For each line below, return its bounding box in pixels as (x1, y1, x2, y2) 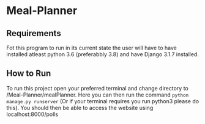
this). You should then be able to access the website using (6, 104, 154, 111)
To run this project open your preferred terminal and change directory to (6, 84, 188, 92)
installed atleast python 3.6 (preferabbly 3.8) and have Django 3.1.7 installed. (6, 51, 199, 58)
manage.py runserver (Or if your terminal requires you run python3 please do (6, 97, 199, 104)
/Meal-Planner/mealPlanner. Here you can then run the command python (6, 91, 189, 98)
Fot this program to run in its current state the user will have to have (6, 44, 177, 51)
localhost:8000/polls (6, 111, 59, 118)
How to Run (6, 68, 51, 79)
